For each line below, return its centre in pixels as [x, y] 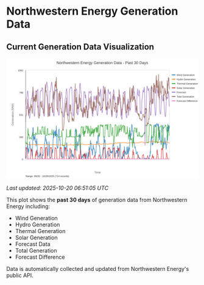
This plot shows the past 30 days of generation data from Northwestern [97, 200]
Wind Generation [36, 218]
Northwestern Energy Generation [92, 11]
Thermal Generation [40, 231]
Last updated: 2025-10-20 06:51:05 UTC [57, 188]
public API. [20, 275]
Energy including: [28, 206]
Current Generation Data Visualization [80, 47]
